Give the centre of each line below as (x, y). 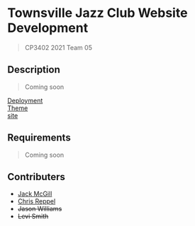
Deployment (25, 100)
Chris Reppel (37, 201)
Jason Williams (40, 209)
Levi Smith (33, 216)
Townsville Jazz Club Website (97, 13)
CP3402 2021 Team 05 (58, 47)
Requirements (39, 138)
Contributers (37, 177)
